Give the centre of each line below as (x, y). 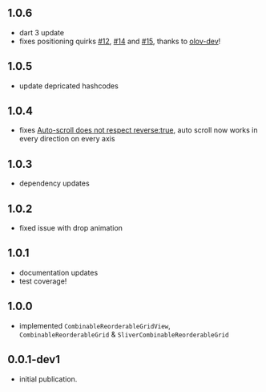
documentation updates (58, 272)
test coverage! (43, 281)
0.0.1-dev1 (34, 359)
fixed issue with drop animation (71, 228)
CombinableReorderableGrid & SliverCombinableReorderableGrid (124, 334)
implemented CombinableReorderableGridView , (95, 325)
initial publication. (48, 379)
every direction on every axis (67, 139)
